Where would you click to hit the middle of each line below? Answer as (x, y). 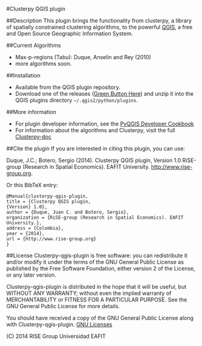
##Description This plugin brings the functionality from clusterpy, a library (99, 20)
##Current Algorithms (34, 45)
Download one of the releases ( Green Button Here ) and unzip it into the (104, 94)
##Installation (23, 75)
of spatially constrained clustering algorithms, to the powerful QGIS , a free (99, 27)
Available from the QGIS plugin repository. (68, 87)
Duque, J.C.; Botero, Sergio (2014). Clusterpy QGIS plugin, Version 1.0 (94, 160)
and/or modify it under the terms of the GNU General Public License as (95, 262)
